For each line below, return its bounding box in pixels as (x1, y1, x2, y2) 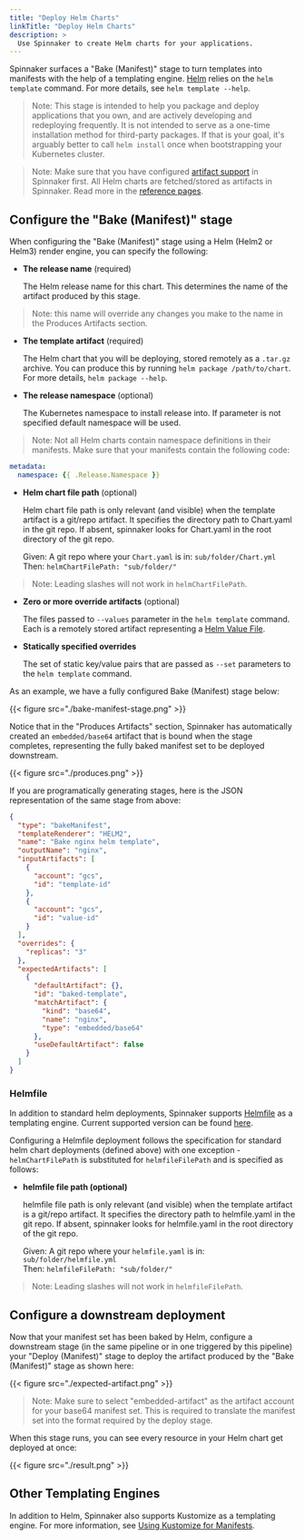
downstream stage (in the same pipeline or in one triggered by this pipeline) (9, 1341, 293, 1352)
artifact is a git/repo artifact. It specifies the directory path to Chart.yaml (22, 514, 292, 525)
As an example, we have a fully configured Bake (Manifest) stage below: (9, 685, 280, 696)
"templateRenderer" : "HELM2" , (17, 829, 132, 839)
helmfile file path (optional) (22, 1182, 128, 1193)
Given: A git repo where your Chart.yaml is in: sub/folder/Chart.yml (22, 551, 277, 561)
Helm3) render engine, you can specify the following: (9, 246, 209, 257)
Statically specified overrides (22, 641, 137, 651)
